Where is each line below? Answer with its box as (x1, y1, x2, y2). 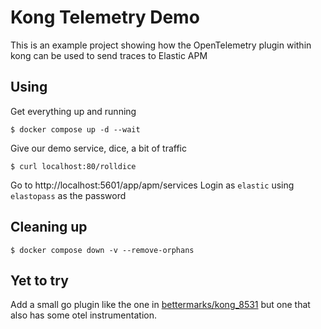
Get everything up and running (10, 105, 137, 117)
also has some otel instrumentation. (10, 309, 157, 321)
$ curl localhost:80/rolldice (10, 161, 137, 171)
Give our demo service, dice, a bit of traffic (10, 142, 187, 154)
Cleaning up (10, 219, 88, 236)
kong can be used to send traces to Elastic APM (10, 49, 208, 61)
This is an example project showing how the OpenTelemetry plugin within (10, 39, 312, 51)
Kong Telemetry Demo (10, 6, 200, 29)
